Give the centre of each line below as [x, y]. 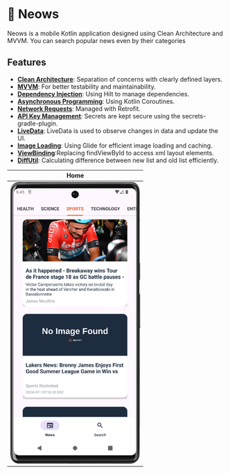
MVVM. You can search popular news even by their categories [96, 40]
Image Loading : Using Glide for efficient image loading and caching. [115, 146]
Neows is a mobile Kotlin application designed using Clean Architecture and [115, 33]
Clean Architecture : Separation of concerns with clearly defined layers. [120, 79]
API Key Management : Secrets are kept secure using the [99, 116]
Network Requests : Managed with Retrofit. [79, 108]
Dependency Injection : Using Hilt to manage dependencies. [103, 94]
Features [27, 63]
